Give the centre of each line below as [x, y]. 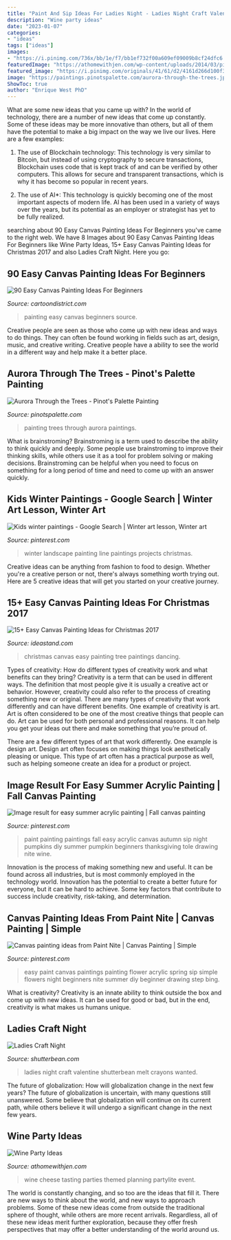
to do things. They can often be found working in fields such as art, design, [113, 337]
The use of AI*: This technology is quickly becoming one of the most [115, 195]
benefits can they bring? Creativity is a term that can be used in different [110, 677]
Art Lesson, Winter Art [56, 510]
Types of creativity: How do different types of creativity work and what [107, 670]
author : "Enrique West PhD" [47, 90]
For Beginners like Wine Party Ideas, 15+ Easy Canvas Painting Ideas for [109, 245]
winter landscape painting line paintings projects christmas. [108, 553]
